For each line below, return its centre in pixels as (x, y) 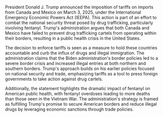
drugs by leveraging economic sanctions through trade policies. (69, 109)
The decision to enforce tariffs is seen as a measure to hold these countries (81, 48)
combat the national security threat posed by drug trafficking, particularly (79, 23)
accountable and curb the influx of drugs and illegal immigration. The (75, 53)
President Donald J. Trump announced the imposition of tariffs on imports (79, 7)
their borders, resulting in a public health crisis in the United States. (73, 38)
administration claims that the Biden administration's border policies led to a (81, 58)
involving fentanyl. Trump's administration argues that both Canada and (77, 28)
